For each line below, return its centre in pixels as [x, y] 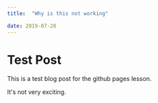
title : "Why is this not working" [58, 13]
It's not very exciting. [37, 92]
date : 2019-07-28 [32, 26]
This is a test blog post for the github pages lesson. [79, 79]
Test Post [34, 60]
